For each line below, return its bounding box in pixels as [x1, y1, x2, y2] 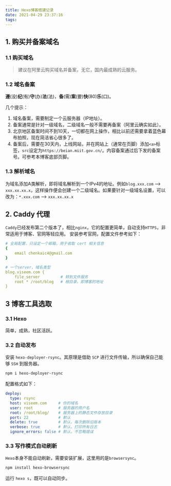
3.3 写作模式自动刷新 [5, 442, 58, 450]
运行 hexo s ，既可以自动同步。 [5, 475, 70, 481]
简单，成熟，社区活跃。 [5, 327, 55, 334]
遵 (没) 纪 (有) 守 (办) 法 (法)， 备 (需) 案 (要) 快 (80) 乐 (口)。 [5, 94, 114, 100]
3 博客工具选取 [5, 299, 52, 308]
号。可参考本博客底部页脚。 [12, 154, 72, 160]
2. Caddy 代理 [5, 210, 50, 219]
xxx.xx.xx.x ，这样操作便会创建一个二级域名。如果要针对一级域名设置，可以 [5, 187, 166, 193]
